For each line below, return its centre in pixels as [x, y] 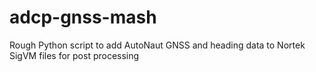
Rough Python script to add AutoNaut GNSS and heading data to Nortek [157, 45]
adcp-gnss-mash [83, 17]
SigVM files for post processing [74, 55]
